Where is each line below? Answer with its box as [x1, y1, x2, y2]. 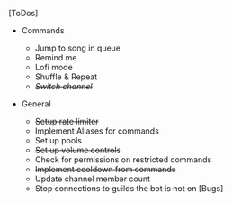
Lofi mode [34, 62, 73, 72]
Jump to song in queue [34, 42, 121, 53]
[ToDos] [8, 8, 39, 18]
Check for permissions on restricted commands [34, 154, 212, 165]
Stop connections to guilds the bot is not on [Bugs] [34, 183, 224, 193]
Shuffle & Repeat [34, 71, 98, 82]
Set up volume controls [34, 144, 121, 155]
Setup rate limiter [34, 116, 100, 126]
